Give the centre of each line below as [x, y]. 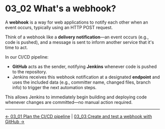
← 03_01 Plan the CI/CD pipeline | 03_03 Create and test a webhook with [79, 116]
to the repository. [30, 71]
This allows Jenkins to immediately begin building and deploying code [76, 97]
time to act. [16, 47]
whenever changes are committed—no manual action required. [69, 102]
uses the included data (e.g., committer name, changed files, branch [81, 82]
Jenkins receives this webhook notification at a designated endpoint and [86, 77]
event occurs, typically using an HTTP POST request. [59, 27]
